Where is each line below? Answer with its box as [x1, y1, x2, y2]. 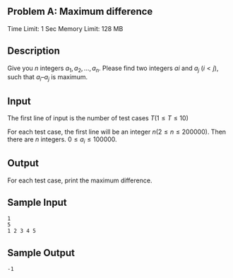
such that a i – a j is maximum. [7, 73, 88, 83]
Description [7, 45, 60, 57]
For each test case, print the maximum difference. [7, 176, 153, 185]
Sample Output [7, 247, 76, 259]
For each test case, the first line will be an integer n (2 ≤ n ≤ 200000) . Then [7, 127, 227, 137]
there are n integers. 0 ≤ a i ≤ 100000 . [7, 135, 118, 145]
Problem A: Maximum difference [7, 6, 153, 18]
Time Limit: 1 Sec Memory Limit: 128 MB [7, 24, 124, 33]
